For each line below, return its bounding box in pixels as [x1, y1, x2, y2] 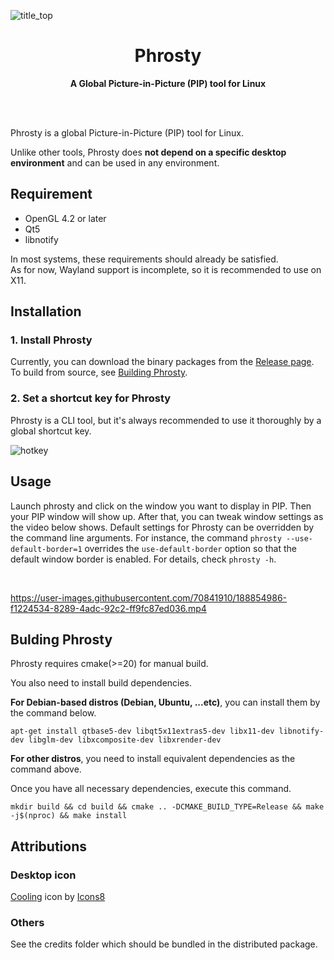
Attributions [10, 838, 88, 855]
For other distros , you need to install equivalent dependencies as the [10, 753, 296, 765]
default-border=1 [10, 544, 83, 554]
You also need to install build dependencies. [10, 677, 193, 689]
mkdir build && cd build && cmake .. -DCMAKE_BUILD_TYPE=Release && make [10, 802, 325, 812]
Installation [10, 303, 82, 320]
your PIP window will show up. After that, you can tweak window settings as [10, 510, 324, 522]
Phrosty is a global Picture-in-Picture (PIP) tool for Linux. [10, 126, 245, 139]
